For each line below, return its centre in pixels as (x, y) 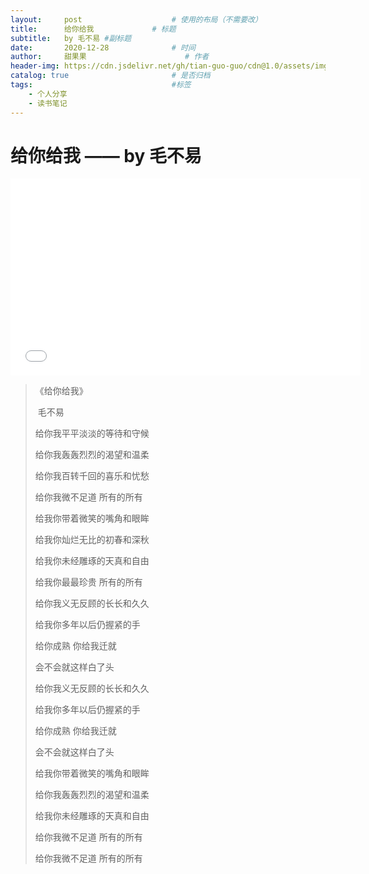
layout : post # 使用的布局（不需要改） (136, 19)
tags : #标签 (101, 85)
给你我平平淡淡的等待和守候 (92, 433)
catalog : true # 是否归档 (110, 76)
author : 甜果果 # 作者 (110, 57)
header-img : (35, 66)
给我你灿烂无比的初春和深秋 (92, 540)
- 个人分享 (48, 94)
